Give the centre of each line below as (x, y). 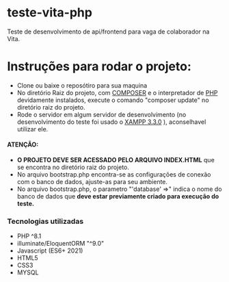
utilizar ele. (32, 129)
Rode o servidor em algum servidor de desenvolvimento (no (102, 114)
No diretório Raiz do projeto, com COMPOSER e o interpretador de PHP (117, 92)
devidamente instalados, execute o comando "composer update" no (113, 100)
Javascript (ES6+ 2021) (50, 251)
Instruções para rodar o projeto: (99, 67)
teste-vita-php (50, 13)
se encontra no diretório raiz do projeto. (73, 167)
